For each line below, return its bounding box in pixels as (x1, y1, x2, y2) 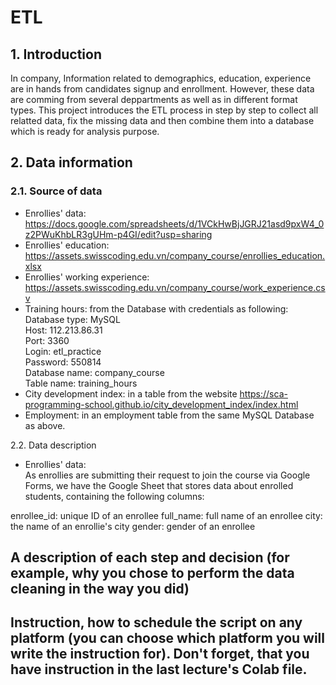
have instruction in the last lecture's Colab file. (10, 661, 308, 678)
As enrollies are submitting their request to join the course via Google (24, 469, 311, 481)
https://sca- (239, 387, 288, 400)
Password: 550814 (24, 356, 102, 368)
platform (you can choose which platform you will (10, 630, 325, 647)
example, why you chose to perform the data (10, 565, 295, 582)
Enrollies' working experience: (24, 271, 150, 283)
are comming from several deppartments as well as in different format (10, 94, 298, 105)
